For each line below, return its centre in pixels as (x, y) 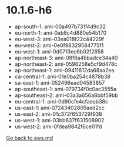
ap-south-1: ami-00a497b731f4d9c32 (60, 26)
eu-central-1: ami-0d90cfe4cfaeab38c (61, 101)
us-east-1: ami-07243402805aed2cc (59, 108)
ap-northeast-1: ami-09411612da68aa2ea (64, 70)
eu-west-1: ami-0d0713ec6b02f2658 (59, 51)
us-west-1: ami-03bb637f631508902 (59, 120)
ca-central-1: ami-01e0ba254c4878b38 (62, 76)
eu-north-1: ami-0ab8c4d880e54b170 (61, 32)
